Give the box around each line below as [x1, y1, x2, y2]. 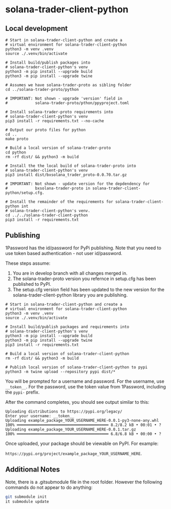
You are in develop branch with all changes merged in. [12, 270, 128, 276]
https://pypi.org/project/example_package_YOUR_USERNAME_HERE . [5, 450, 142, 456]
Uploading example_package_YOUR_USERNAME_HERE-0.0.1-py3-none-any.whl [5, 418, 159, 423]
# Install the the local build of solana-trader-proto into [5, 163, 137, 168]
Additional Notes [5, 465, 60, 474]
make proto [5, 136, 29, 142]
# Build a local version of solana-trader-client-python [5, 351, 130, 356]
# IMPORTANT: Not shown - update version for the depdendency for [5, 181, 150, 186]
